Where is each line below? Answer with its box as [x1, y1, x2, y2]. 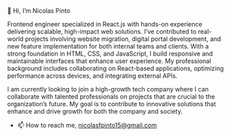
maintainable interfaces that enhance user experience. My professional [7, 57, 212, 65]
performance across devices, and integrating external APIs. [7, 71, 178, 80]
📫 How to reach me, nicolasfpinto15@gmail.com [17, 121, 157, 129]
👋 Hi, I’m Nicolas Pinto [7, 7, 71, 15]
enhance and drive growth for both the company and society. [7, 108, 183, 115]
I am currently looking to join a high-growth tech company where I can [7, 85, 209, 93]
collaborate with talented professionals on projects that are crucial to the [7, 92, 216, 101]
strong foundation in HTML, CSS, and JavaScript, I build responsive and [7, 49, 214, 58]
